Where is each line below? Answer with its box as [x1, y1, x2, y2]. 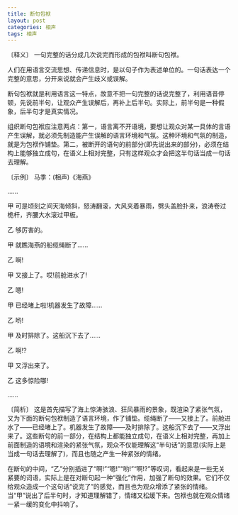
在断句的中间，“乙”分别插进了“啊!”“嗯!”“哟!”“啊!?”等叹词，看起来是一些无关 [7, 465, 225, 473]
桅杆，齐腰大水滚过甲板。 [7, 211, 82, 219]
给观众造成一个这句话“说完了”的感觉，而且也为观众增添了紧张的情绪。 [7, 482, 212, 491]
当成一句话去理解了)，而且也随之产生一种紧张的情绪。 [7, 450, 165, 458]
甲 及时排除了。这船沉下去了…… [7, 331, 101, 340]
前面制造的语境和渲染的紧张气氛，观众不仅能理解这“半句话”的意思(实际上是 [7, 441, 227, 449]
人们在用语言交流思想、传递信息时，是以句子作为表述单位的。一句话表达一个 [7, 65, 231, 74]
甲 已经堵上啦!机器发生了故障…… [7, 301, 103, 309]
